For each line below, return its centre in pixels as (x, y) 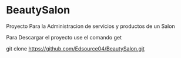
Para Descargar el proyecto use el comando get (64, 37)
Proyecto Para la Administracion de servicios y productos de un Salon (90, 26)
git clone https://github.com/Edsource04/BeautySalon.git (76, 48)
